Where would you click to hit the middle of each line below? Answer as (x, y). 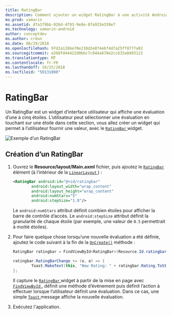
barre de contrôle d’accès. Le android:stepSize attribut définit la (81, 216)
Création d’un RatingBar (44, 154)
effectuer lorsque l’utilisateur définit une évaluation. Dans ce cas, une (86, 291)
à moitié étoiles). (30, 227)
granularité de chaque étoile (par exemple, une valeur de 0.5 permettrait (89, 221)
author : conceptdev (26, 34)
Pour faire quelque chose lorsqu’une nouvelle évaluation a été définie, (86, 237)
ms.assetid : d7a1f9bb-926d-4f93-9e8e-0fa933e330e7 (60, 24)
